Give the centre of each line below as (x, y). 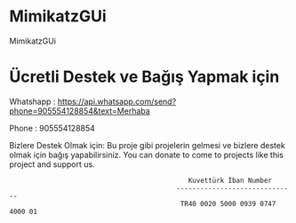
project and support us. (52, 164)
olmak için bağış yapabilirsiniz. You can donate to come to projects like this (147, 155)
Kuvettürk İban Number (230, 180)
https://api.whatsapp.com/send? (117, 101)
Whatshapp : (32, 101)
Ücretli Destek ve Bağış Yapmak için (144, 77)
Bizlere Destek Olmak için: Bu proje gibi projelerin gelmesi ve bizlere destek (148, 145)
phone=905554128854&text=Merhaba (80, 111)
